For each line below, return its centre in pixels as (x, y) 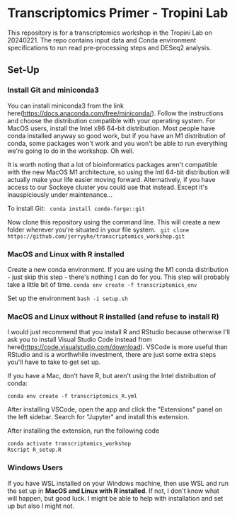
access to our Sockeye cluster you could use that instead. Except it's (108, 187)
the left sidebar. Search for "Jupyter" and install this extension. (98, 417)
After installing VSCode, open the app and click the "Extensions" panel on (115, 409)
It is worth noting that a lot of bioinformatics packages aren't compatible (112, 164)
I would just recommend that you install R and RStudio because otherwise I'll (118, 332)
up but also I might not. (41, 506)
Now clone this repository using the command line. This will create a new (114, 222)
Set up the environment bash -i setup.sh (68, 298)
